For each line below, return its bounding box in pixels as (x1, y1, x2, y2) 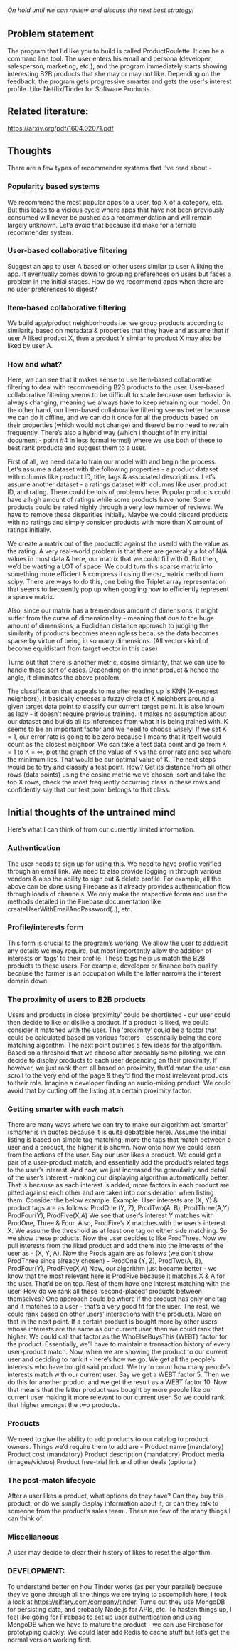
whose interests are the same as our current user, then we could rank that (7, 1325, 224, 1334)
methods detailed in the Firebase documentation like (7, 897, 161, 906)
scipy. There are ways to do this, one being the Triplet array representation (7, 578, 226, 586)
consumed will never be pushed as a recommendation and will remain (7, 213, 212, 221)
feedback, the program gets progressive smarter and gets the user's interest (7, 77, 232, 86)
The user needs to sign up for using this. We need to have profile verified (7, 859, 222, 868)
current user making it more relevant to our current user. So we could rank (7, 1393, 225, 1401)
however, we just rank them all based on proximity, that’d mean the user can (7, 1063, 230, 1073)
